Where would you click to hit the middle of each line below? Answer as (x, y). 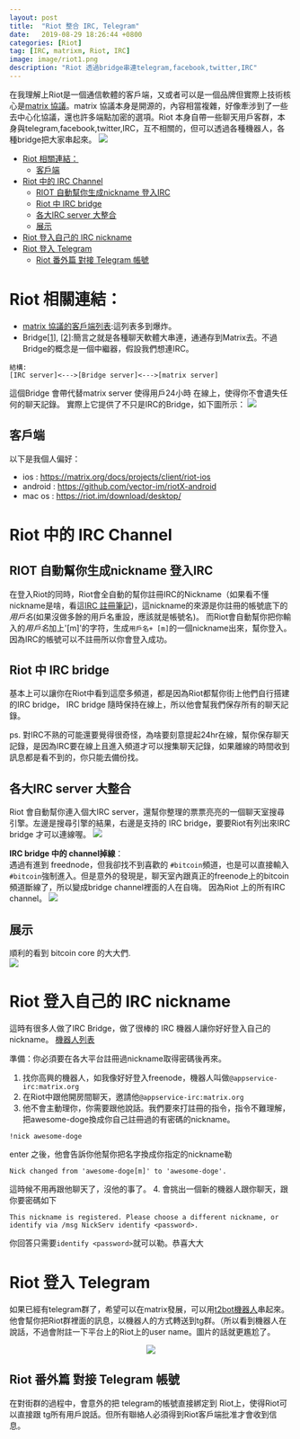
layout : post (34, 18)
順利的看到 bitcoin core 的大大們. (70, 953)
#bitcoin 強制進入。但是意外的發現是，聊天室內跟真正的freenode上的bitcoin (149, 876)
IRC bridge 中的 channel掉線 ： (66, 854)
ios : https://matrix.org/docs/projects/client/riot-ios (116, 477)
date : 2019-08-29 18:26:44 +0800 (76, 34)
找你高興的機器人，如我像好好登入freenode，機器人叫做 (126, 1077)
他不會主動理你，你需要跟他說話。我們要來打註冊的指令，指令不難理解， (156, 1108)
